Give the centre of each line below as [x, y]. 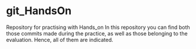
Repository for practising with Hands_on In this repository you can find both [98, 27]
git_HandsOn [39, 11]
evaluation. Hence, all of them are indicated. [60, 40]
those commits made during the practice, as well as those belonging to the [97, 33]
